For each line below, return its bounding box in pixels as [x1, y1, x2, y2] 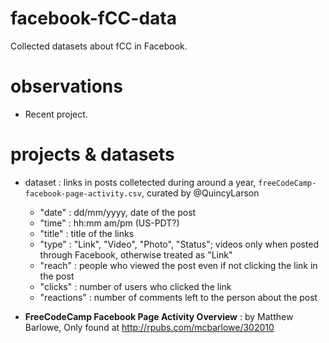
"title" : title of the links [39, 227, 135, 239]
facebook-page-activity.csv [24, 188, 142, 199]
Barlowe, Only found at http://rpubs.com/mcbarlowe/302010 [24, 321, 275, 333]
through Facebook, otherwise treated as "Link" [39, 248, 233, 261]
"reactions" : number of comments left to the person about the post [39, 291, 318, 303]
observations [10, 75, 123, 98]
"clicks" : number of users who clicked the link [39, 280, 232, 292]
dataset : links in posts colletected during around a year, [24, 176, 257, 188]
